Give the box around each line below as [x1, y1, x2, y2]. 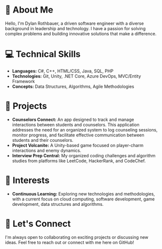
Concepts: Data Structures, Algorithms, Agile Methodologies [12, 83, 135, 89]
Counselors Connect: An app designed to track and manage [12, 116, 134, 122]
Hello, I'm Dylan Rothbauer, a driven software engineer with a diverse [5, 20, 144, 26]
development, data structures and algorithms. [12, 201, 104, 207]
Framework [12, 78, 35, 84]
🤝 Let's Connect [5, 218, 71, 229]
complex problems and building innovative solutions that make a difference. [5, 31, 157, 36]
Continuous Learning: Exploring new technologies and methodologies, [12, 191, 155, 197]
